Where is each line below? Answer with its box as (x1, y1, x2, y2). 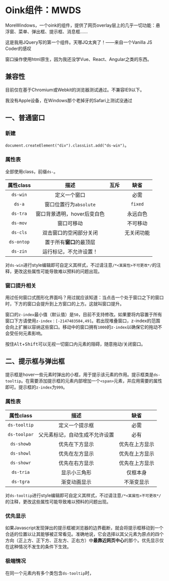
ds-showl (10, 451, 31, 456)
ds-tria (12, 469, 30, 475)
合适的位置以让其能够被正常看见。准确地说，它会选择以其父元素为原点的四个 (5, 531, 164, 537)
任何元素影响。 (14, 330, 45, 336)
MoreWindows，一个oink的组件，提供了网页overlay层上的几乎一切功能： (5, 22, 156, 28)
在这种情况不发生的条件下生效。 (5, 544, 71, 550)
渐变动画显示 (61, 479, 92, 486)
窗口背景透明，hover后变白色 (35, 210, 105, 217)
